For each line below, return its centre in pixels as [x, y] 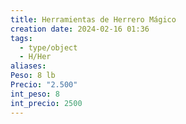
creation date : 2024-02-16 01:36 [80, 29]
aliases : [28, 66]
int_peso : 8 [35, 94]
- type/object [48, 47]
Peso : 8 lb [33, 76]
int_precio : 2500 [46, 103]
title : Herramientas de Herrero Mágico [93, 19]
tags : [21, 38]
